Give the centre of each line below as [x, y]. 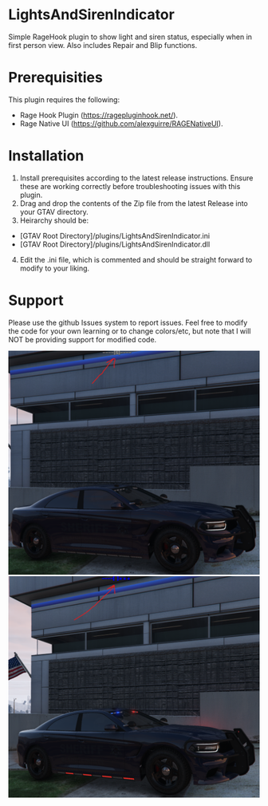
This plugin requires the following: [64, 99]
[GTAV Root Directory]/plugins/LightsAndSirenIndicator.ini [114, 235]
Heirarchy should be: [54, 220]
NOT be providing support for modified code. [83, 339]
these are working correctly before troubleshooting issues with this [130, 186]
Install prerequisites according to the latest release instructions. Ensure [136, 178]
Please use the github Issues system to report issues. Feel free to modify [128, 322]
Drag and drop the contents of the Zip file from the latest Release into [134, 203]
